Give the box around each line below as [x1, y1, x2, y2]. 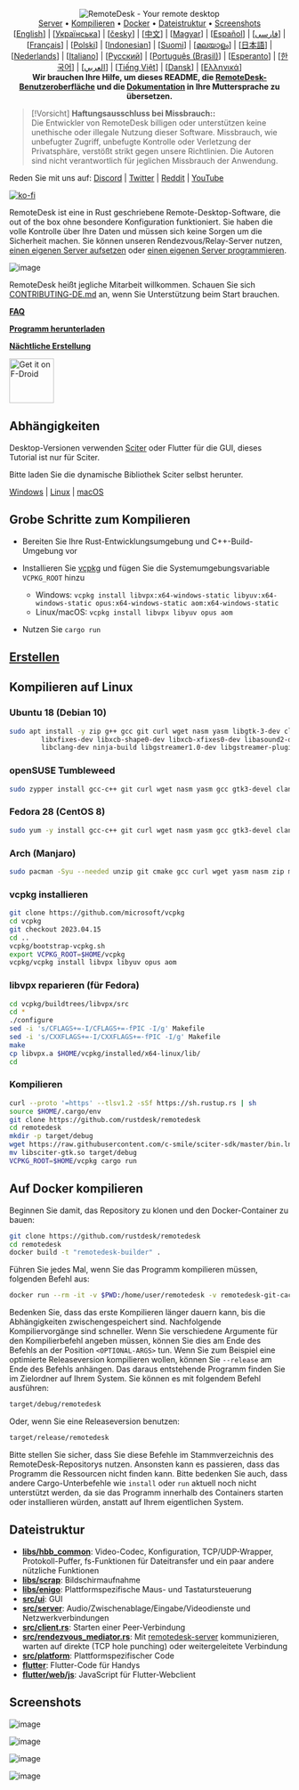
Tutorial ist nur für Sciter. [9, 452, 101, 462]
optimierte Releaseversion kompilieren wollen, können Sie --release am [9, 1355, 272, 1365]
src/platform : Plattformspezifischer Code [21, 1650, 175, 1661]
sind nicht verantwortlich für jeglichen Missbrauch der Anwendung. [30, 156, 279, 166]
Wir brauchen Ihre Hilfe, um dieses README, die [32, 72, 214, 82]
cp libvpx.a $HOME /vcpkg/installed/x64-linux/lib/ [9, 1049, 201, 1058]
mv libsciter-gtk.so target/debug [9, 1149, 138, 1158]
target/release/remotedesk [9, 1434, 109, 1443]
